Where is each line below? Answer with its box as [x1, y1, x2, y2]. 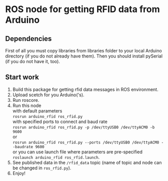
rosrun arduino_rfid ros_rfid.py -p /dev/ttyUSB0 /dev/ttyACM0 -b [12, 125, 155, 130]
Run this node [12, 102, 42, 108]
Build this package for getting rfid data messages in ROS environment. [12, 86, 158, 92]
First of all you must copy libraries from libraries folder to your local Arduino [5, 48, 162, 53]
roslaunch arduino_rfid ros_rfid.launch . [12, 154, 100, 160]
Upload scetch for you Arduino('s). [12, 92, 85, 98]
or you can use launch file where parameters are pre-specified [12, 149, 143, 155]
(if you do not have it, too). [5, 58, 60, 64]
